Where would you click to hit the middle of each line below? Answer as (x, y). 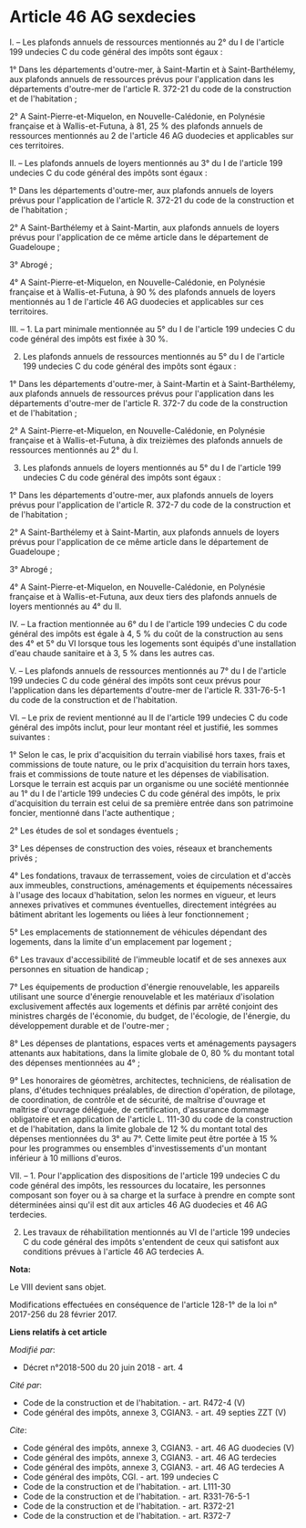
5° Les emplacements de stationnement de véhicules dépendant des (138, 932)
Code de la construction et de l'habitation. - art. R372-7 (127, 1515)
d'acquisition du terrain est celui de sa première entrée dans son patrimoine (152, 803)
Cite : (18, 1429)
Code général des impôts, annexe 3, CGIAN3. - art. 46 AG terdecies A (153, 1467)
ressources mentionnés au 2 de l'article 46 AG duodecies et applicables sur (152, 135)
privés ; (24, 858)
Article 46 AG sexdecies (103, 17)
